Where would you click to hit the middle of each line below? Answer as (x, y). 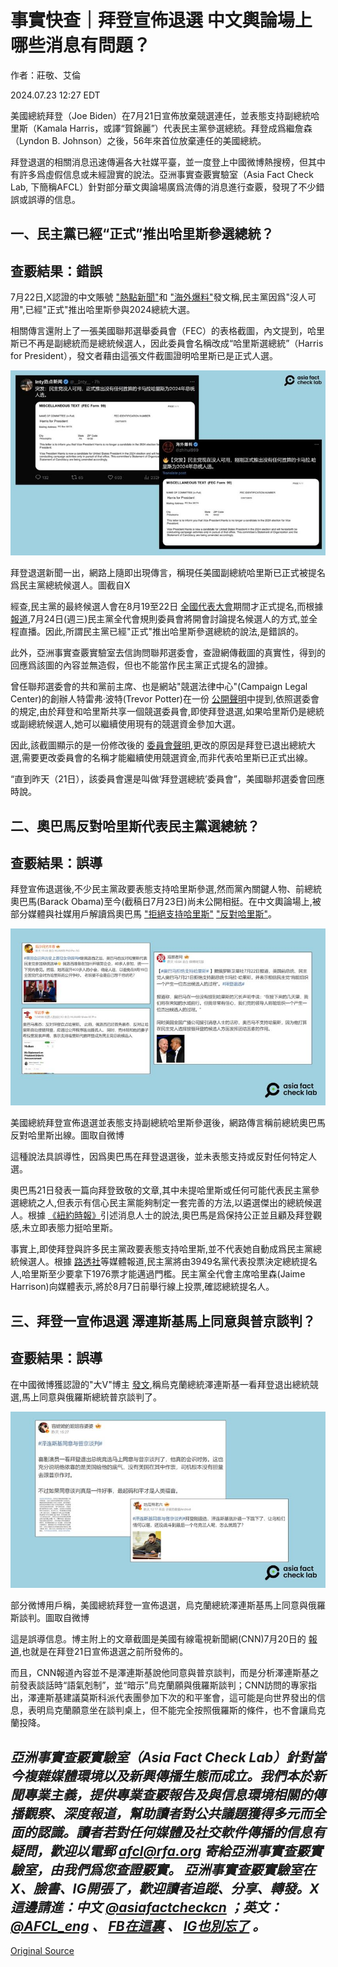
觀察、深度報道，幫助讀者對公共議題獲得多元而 (168, 1813)
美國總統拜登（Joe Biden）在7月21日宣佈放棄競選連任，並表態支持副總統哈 (165, 115)
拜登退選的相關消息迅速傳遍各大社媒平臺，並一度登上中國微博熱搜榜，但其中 (168, 162)
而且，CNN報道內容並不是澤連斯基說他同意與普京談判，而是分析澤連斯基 (160, 1673)
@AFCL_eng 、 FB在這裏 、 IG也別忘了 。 (138, 1926)
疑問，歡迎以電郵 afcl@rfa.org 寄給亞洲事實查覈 (160, 1851)
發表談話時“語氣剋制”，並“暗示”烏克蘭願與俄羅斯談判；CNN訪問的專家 (163, 1685)
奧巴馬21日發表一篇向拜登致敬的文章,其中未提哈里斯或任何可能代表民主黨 (161, 1190)
